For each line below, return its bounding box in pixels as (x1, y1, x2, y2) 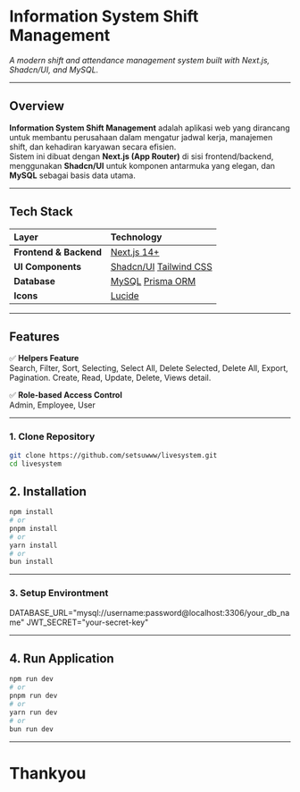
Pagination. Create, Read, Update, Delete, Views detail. (9, 373, 212, 383)
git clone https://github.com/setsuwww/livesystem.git (9, 451, 218, 459)
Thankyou (9, 763, 87, 783)
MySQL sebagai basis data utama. (9, 170, 136, 181)
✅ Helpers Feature (9, 353, 79, 364)
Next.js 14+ (110, 246, 160, 258)
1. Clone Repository (9, 431, 96, 443)
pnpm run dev (9, 691, 58, 701)
